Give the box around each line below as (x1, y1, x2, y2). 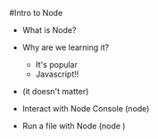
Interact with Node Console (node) (21, 103, 150, 114)
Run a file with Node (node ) (21, 120, 126, 131)
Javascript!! (35, 69, 79, 79)
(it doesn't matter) (21, 86, 89, 96)
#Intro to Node (9, 8, 63, 18)
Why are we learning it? (21, 42, 110, 53)
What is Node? (21, 25, 77, 35)
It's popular (35, 60, 79, 69)
